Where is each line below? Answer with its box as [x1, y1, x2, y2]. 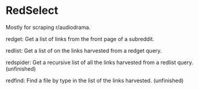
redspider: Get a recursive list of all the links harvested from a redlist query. [5, 59, 194, 66]
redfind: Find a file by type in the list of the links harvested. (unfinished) [5, 77, 184, 84]
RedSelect [5, 4, 59, 18]
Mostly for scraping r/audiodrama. [5, 24, 91, 31]
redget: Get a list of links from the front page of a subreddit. [5, 35, 155, 42]
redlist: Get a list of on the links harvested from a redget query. [5, 47, 162, 54]
